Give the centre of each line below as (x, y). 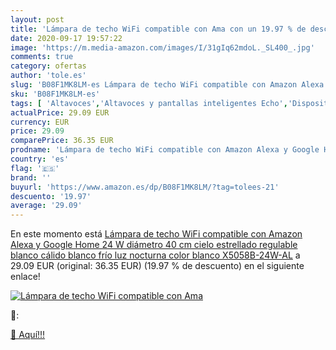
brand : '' (31, 177)
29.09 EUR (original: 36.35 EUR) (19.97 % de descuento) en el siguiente (157, 266)
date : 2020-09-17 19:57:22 (66, 38)
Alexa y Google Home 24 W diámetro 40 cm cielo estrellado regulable (154, 245)
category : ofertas (48, 66)
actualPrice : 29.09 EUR (60, 112)
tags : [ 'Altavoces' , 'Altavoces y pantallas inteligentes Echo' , (149, 103)
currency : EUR (40, 122)
